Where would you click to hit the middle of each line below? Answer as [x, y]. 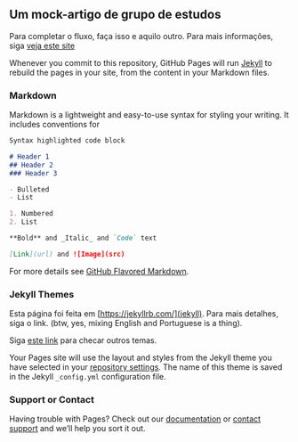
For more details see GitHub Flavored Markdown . [99, 271]
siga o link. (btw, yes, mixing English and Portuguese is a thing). [126, 323]
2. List [24, 222]
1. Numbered [31, 214]
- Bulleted [29, 189]
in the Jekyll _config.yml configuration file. [88, 377]
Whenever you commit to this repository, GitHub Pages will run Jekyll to [141, 62]
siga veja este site [42, 45]
